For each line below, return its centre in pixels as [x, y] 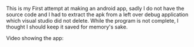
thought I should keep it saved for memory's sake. [67, 27]
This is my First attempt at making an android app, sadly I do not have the [95, 8]
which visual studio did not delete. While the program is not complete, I [92, 21]
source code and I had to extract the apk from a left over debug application [97, 15]
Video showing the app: [35, 38]
